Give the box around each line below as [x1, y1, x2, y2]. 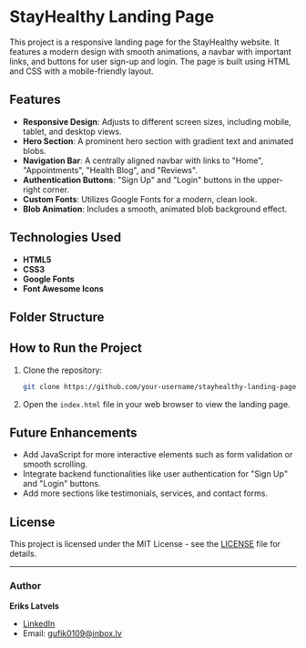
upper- [257, 174, 284, 185]
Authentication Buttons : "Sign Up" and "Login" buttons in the [22, 174, 256, 185]
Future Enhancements [9, 426, 138, 441]
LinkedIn [22, 618, 56, 629]
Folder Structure [9, 309, 105, 324]
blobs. [22, 145, 47, 156]
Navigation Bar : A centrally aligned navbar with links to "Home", [22, 155, 264, 166]
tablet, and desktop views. [22, 126, 122, 137]
